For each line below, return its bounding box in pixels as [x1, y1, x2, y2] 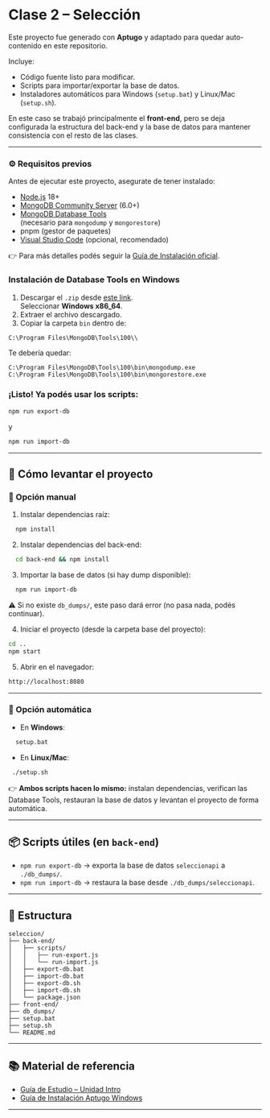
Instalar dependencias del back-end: [19, 540, 142, 549]
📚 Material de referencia [8, 1059, 135, 1073]
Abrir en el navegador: [19, 662, 95, 672]
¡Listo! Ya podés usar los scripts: [8, 389, 139, 400]
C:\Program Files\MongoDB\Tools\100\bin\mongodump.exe [8, 363, 196, 371]
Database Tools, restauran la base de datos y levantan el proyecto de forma [8, 795, 260, 805]
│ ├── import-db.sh [8, 987, 81, 995]
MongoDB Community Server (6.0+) [19, 201, 140, 210]
